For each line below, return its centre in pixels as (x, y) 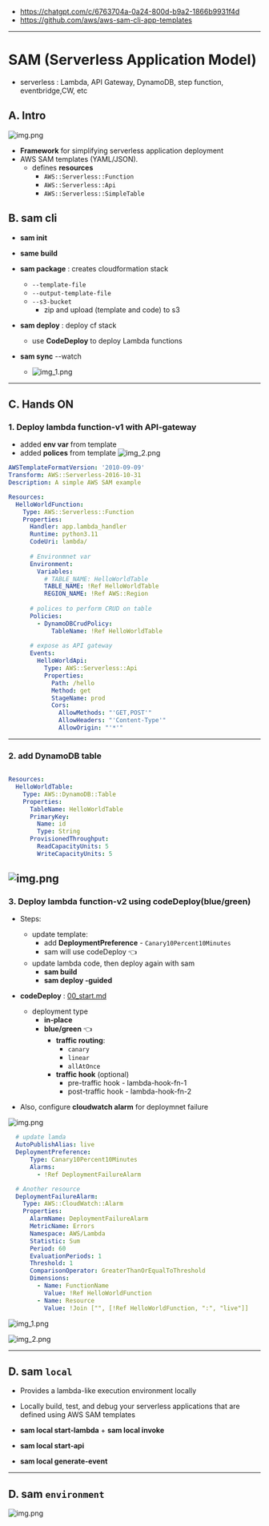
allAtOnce (84, 1067)
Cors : (60, 705)
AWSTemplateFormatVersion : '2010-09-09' (77, 468)
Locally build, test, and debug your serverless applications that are (130, 1406)
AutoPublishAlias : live (55, 1145)
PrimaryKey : (49, 817)
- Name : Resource (66, 1300)
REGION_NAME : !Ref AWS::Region (96, 594)
